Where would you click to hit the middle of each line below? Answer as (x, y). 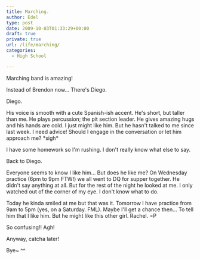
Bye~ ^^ (16, 250)
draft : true (21, 34)
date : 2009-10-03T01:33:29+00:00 (48, 28)
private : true (24, 39)
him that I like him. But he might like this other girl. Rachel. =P (81, 215)
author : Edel (22, 17)
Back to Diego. (24, 161)
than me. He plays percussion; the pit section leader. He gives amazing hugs (100, 119)
